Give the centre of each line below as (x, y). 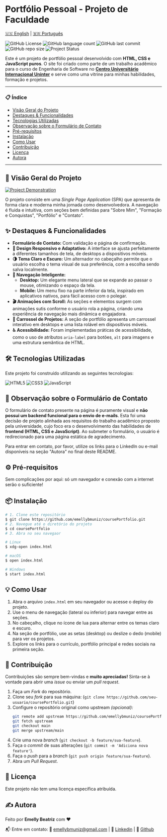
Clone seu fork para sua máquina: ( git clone (58, 697)
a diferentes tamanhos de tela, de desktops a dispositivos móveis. (80, 253)
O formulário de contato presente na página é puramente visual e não (77, 410)
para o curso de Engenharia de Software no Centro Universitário (72, 69)
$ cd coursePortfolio (28, 529)
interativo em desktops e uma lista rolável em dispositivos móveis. (80, 324)
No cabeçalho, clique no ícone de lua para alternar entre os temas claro (86, 623)
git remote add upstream (38, 717)
